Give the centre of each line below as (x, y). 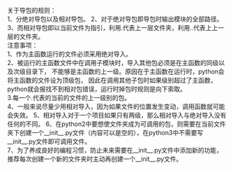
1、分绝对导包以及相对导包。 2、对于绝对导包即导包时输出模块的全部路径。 (115, 19)
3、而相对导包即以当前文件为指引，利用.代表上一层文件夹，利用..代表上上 (113, 28)
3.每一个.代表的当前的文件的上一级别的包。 (69, 98)
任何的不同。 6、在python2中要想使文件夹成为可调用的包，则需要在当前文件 (117, 124)
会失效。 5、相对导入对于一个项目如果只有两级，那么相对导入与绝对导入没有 (117, 115)
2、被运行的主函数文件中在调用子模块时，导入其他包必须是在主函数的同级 (113, 63)
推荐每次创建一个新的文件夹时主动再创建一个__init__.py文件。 (95, 159)
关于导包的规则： (32, 10)
